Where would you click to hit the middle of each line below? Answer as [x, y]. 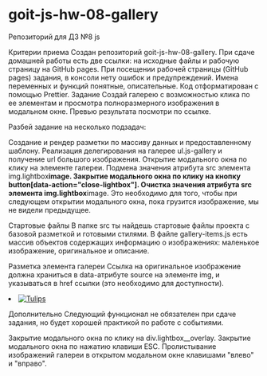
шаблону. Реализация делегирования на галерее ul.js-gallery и [116, 151]
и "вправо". [27, 363]
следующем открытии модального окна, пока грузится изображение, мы [133, 202]
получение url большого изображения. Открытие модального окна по [128, 159]
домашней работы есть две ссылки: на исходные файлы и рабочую [124, 61]
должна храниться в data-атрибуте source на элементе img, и [114, 274]
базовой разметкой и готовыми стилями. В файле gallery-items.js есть [128, 233]
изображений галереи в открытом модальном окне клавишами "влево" [131, 354]
